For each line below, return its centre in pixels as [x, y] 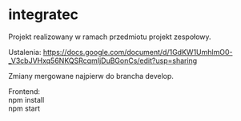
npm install [26, 100]
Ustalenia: [25, 52]
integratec [43, 15]
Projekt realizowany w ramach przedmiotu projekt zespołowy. [110, 37]
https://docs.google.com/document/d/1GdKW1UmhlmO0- [138, 52]
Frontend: [24, 91]
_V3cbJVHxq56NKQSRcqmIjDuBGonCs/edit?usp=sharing [103, 60]
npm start [24, 108]
